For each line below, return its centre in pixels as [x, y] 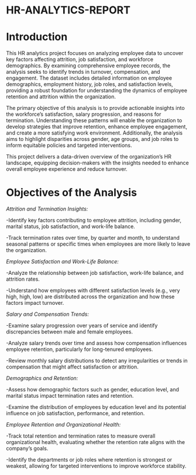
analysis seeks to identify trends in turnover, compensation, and [83, 72]
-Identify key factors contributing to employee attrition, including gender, [94, 221]
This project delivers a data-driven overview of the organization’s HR [89, 157]
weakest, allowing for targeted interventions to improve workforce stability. [96, 466]
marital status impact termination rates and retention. [70, 396]
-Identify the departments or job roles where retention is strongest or [89, 460]
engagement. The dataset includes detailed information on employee [89, 78]
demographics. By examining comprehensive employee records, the [88, 66]
